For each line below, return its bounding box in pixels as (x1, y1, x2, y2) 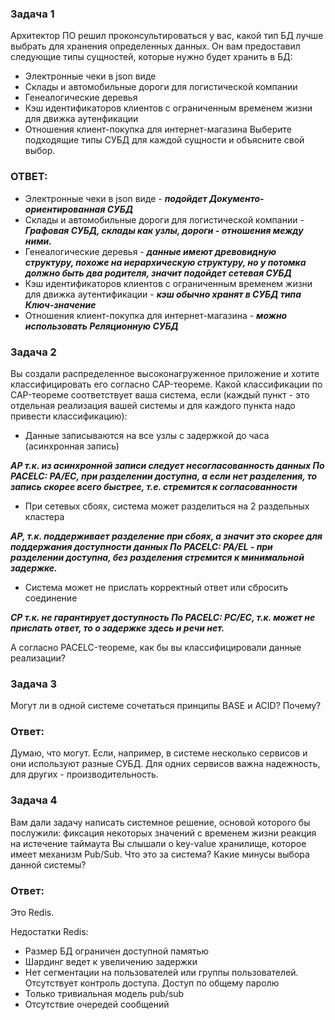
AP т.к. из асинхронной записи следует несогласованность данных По (10, 459, 325, 471)
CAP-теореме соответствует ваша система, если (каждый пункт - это (10, 388, 310, 401)
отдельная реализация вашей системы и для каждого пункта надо (10, 399, 296, 411)
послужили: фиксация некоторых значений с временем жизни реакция (10, 827, 317, 839)
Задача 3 (10, 677, 58, 691)
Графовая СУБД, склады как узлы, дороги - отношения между (24, 224, 304, 236)
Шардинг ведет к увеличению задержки (24, 956, 198, 968)
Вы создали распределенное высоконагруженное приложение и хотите (10, 367, 320, 379)
